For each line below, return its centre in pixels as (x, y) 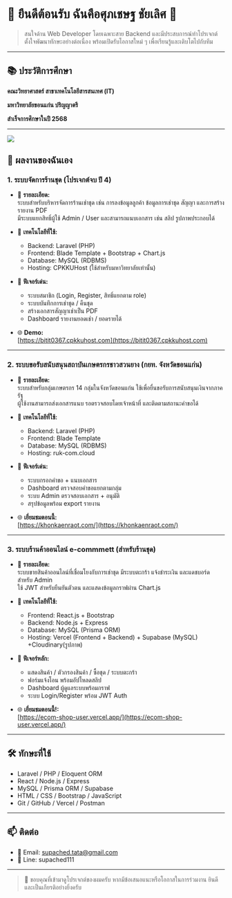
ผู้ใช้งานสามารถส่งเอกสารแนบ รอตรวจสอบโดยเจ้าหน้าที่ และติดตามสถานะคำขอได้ (108, 403)
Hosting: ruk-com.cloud (61, 452)
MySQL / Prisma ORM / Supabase (65, 788)
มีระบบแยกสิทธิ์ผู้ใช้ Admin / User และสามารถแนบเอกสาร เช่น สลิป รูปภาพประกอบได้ (116, 218)
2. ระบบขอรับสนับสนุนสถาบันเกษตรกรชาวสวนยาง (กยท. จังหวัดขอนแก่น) (105, 365)
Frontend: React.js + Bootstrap (71, 615)
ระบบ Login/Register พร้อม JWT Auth (77, 696)
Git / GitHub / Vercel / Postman (61, 803)
